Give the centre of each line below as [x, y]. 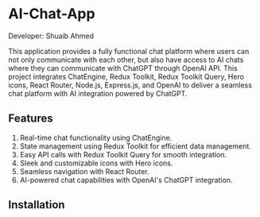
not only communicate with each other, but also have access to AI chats [126, 60]
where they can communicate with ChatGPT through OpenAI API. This [123, 68]
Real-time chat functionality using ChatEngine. [96, 138]
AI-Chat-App [52, 14]
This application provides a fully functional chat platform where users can [129, 51]
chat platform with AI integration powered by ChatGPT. [98, 93]
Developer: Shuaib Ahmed [51, 36]
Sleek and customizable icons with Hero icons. [96, 163]
